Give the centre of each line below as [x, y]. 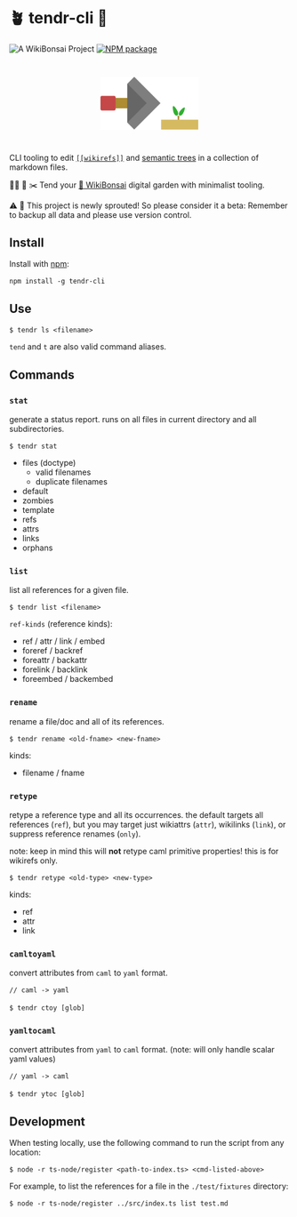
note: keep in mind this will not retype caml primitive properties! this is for [144, 851]
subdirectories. [37, 428]
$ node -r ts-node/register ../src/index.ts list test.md [119, 1204]
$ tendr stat [33, 446]
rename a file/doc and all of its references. [87, 721]
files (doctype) [49, 462]
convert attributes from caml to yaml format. [88, 973]
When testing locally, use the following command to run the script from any [147, 1143]
